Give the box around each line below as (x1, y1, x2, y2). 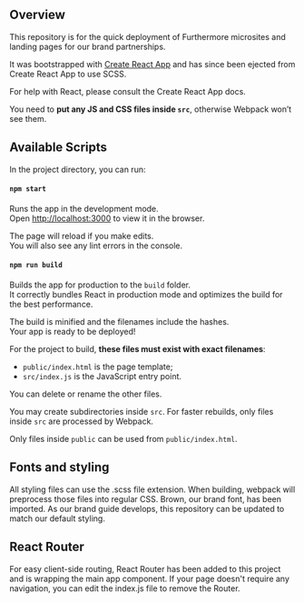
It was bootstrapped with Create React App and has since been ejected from (9, 58, 296, 69)
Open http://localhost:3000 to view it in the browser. (9, 213, 205, 224)
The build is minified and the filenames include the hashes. (9, 317, 230, 327)
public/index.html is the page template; (22, 361, 173, 372)
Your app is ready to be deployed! (9, 327, 136, 337)
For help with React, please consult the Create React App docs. (9, 85, 247, 96)
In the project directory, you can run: (9, 164, 146, 175)
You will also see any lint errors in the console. (9, 240, 183, 251)
